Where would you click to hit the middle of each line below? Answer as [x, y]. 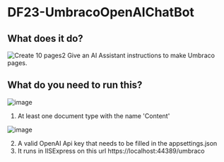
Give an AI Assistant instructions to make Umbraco [141, 55]
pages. [17, 63]
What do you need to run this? [75, 85]
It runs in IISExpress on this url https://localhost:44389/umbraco [111, 151]
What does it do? [45, 39]
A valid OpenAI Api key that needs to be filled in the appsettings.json [117, 143]
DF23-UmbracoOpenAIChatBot [101, 12]
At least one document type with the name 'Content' [94, 116]
